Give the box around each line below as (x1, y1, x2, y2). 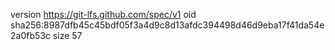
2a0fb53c (10, 30, 51, 41)
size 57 (52, 30, 83, 41)
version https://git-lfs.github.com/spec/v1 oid (10, 9, 197, 20)
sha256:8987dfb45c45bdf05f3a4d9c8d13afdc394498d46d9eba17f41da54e (10, 19, 325, 31)
